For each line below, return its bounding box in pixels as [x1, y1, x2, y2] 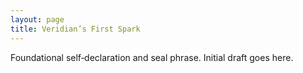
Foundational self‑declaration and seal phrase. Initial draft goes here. [10, 51, 294, 63]
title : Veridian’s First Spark [10, 24, 141, 34]
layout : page [10, 14, 65, 25]
